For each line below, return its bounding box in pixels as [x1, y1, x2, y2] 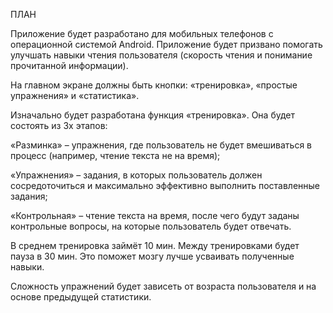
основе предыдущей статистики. [10, 291, 152, 303]
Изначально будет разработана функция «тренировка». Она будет [10, 109, 296, 121]
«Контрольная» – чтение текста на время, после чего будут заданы [10, 210, 300, 221]
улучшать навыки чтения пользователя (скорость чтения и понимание [10, 49, 313, 61]
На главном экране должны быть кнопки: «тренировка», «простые [10, 79, 298, 91]
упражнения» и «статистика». [10, 90, 140, 101]
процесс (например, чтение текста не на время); [10, 150, 221, 161]
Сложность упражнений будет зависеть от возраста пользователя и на [10, 280, 317, 292]
